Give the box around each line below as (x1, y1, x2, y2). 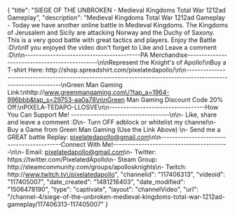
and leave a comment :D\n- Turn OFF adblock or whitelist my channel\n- (7, 118, 217, 126)
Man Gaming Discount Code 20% (126, 96, 223, 104)
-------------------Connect (7, 141, 86, 148)
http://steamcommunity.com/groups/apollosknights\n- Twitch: (7, 163, 187, 171)
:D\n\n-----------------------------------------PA (7, 51, 149, 59)
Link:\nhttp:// (7, 88, 44, 96)
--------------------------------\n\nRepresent (7, 58, 139, 66)
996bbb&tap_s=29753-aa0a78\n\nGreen (7, 96, 125, 104)
